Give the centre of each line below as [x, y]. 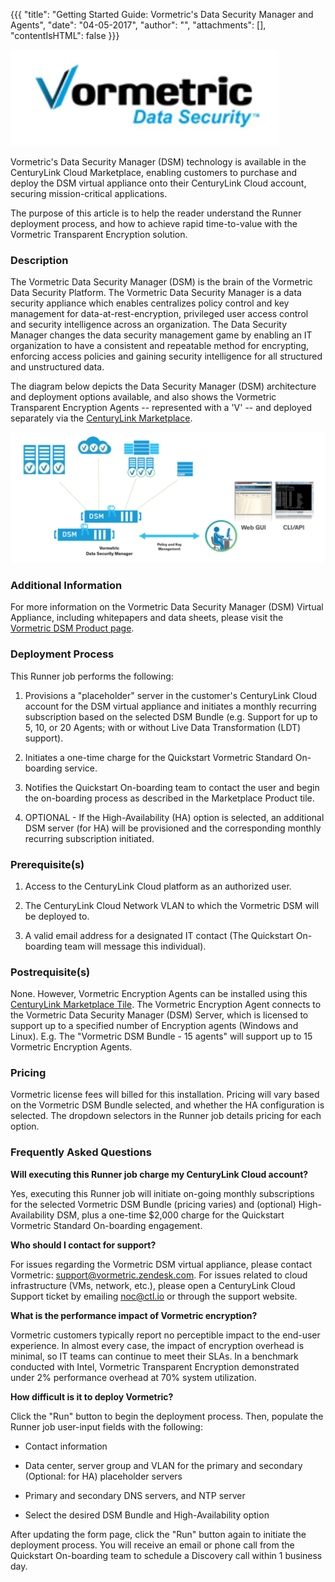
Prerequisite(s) [47, 864]
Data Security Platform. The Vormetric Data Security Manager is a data [156, 293]
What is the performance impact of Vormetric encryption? [134, 1315]
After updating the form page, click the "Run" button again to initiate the [158, 1534]
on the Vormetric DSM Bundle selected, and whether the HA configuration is [167, 1105]
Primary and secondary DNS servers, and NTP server [135, 1495]
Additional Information [66, 585]
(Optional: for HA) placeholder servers [103, 1476]
